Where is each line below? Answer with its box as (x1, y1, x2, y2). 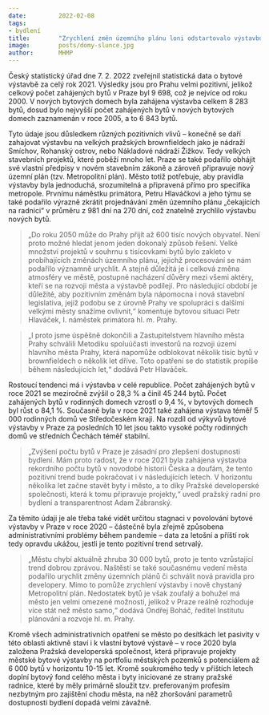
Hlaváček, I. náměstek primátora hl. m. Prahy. (27, 315, 178, 325)
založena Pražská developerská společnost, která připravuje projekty (8, 647, 236, 656)
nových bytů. (8, 214, 52, 224)
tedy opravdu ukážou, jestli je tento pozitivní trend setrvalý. (8, 539, 203, 548)
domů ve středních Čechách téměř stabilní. (8, 431, 151, 441)
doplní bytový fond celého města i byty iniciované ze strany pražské (8, 673, 233, 681)
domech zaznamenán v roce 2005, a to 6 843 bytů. (8, 114, 179, 123)
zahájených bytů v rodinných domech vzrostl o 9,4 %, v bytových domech (8, 398, 254, 406)
